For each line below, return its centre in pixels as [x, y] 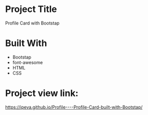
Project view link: [42, 93]
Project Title [31, 9]
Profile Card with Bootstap [32, 23]
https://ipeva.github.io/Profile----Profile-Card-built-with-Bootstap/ [74, 107]
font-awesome [28, 62]
